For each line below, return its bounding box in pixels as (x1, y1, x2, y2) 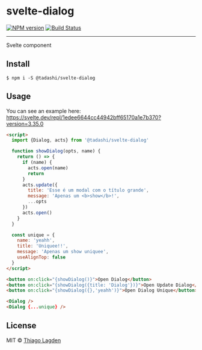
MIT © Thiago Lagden (6, 336, 61, 344)
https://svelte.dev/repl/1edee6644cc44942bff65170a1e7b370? (6, 113, 161, 121)
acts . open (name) (28, 164, 69, 171)
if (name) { (22, 160, 52, 166)
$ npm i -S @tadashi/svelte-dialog (6, 75, 96, 81)
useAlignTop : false (17, 254, 66, 260)
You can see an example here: (6, 107, 81, 114)
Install (6, 59, 30, 69)
